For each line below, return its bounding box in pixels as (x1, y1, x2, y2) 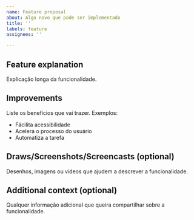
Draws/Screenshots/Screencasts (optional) (6, 151, 175, 162)
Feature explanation (6, 59, 84, 70)
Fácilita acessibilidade (15, 121, 71, 128)
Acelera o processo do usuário (15, 127, 92, 134)
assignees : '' (6, 32, 42, 38)
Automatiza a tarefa (15, 134, 65, 141)
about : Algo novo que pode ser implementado (6, 15, 121, 21)
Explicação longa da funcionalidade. (6, 75, 97, 83)
